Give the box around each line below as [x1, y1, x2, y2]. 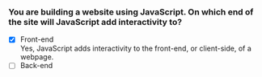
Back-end [19, 61, 53, 71]
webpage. [19, 52, 54, 62]
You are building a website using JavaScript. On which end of [8, 6, 254, 18]
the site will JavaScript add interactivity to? [8, 16, 183, 27]
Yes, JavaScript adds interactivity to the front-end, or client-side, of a [19, 43, 252, 54]
